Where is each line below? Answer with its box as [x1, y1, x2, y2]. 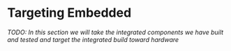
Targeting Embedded [7, 5, 132, 21]
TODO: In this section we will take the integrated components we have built [7, 28, 224, 36]
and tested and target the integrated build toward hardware [7, 35, 179, 43]
